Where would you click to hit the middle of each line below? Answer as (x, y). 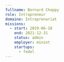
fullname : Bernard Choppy (32, 10)
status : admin (29, 38)
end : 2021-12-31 (31, 33)
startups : (24, 47)
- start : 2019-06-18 (31, 28)
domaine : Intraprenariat (31, 19)
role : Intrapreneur (25, 14)
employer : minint (32, 42)
